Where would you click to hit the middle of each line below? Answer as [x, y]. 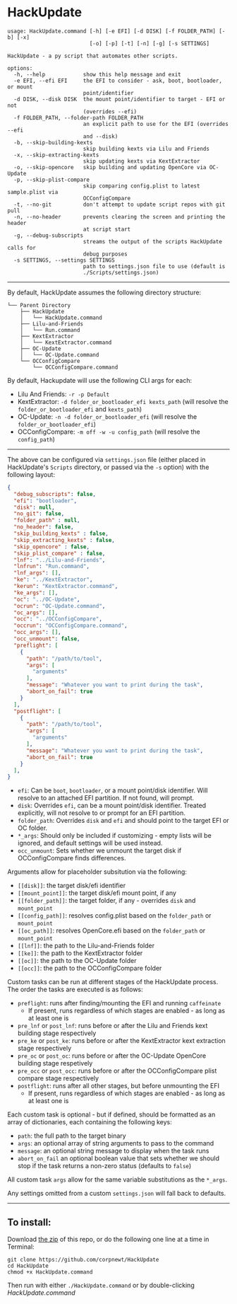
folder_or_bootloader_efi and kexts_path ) [80, 409]
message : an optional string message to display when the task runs [113, 1151]
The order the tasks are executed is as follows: [75, 989]
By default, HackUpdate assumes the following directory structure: [104, 292]
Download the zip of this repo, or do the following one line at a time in [108, 1240]
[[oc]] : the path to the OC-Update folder [77, 961]
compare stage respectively [58, 1078]
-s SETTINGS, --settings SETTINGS [64, 260]
